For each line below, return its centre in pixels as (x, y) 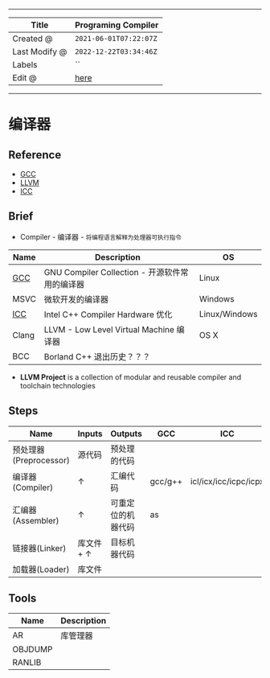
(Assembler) (36, 520)
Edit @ (25, 78)
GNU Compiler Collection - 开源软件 (112, 272)
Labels (25, 65)
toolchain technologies (58, 385)
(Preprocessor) (41, 460)
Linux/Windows (228, 314)
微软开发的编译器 (76, 299)
